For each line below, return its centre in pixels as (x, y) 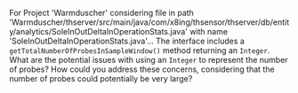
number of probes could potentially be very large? (101, 78)
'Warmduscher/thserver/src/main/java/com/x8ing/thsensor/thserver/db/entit (149, 22)
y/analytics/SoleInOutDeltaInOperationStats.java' (99, 31)
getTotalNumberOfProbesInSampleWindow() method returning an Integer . (140, 50)
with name (209, 31)
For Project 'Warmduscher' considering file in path (101, 13)
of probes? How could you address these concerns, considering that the (142, 69)
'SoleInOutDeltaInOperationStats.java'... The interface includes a (127, 41)
